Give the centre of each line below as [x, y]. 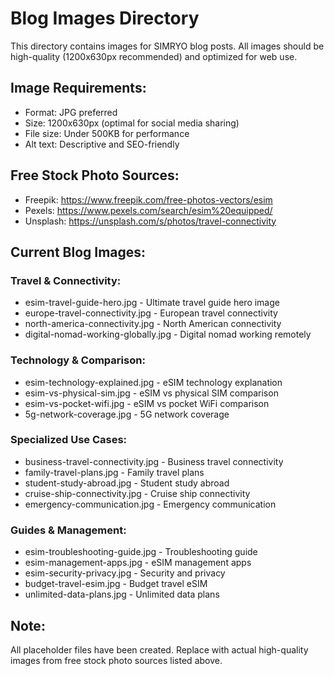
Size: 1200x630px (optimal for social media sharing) [132, 123]
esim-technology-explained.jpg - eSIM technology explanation [153, 382]
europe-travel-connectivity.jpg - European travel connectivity [151, 313]
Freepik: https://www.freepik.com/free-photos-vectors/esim [148, 199]
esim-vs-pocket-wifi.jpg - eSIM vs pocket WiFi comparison [147, 403]
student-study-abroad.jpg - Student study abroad [127, 483]
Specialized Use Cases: [69, 440]
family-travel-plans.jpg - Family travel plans [114, 472]
